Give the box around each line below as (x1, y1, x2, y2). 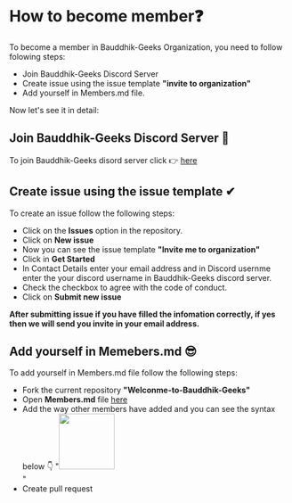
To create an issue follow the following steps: (9, 208, 175, 219)
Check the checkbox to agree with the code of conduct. (21, 282, 228, 293)
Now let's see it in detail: (9, 104, 100, 115)
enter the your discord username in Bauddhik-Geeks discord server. (21, 272, 272, 283)
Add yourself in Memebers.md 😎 (9, 343, 198, 359)
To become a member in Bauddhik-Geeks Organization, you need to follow (9, 41, 283, 53)
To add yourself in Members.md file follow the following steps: (9, 367, 238, 378)
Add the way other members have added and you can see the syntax (21, 404, 276, 415)
